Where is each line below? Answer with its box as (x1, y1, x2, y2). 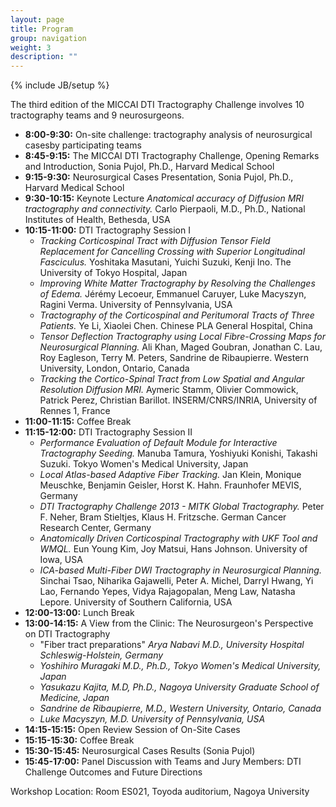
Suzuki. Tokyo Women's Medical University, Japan (39, 458, 249, 470)
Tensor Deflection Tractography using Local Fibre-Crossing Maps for (39, 331, 326, 343)
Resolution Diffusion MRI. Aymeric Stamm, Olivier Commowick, (39, 384, 299, 396)
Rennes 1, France (39, 405, 111, 417)
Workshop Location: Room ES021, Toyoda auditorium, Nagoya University (10, 786, 310, 798)
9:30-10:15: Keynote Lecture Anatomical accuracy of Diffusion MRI (24, 192, 305, 205)
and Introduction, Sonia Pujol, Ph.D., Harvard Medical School (24, 161, 275, 173)
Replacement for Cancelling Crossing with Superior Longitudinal (39, 246, 306, 258)
